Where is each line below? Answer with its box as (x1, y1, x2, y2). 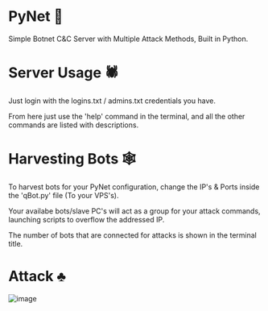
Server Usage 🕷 (8, 64, 119, 82)
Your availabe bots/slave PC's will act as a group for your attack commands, (8, 205, 261, 216)
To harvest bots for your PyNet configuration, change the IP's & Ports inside (8, 181, 260, 192)
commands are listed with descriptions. (8, 120, 139, 130)
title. (8, 238, 23, 248)
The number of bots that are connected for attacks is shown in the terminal (8, 230, 258, 240)
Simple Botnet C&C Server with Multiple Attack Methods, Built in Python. (8, 34, 249, 44)
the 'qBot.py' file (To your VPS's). (8, 190, 119, 200)
